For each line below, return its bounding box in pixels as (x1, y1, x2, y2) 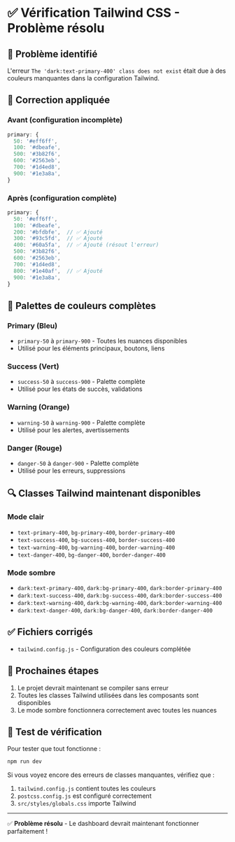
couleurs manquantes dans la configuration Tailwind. (7, 74, 159, 82)
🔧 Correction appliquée (7, 94, 111, 106)
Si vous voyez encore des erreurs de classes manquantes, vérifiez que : (7, 771, 215, 779)
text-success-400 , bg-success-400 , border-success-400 (17, 535, 176, 543)
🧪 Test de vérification (7, 726, 103, 738)
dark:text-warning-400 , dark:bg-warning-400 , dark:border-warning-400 (17, 599, 222, 607)
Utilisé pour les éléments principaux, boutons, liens (17, 344, 165, 352)
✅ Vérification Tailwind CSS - (7, 5, 180, 21)
